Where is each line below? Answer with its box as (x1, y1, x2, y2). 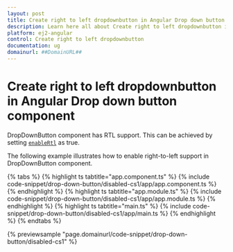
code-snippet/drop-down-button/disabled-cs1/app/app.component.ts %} (7, 179, 217, 188)
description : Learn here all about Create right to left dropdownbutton (7, 23, 222, 30)
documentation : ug (7, 42, 60, 49)
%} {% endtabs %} (7, 216, 62, 225)
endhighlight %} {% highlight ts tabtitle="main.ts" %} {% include (7, 201, 191, 210)
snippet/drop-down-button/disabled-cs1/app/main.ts (7, 209, 158, 217)
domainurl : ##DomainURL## (7, 49, 82, 56)
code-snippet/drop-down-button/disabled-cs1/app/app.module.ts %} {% (7, 195, 216, 203)
